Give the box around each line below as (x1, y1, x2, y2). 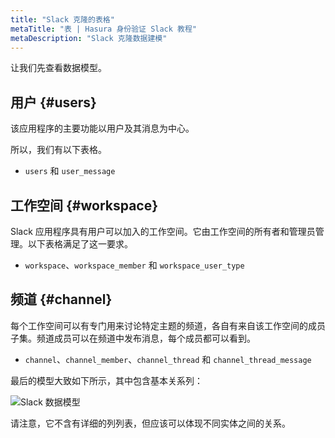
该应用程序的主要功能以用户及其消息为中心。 (10, 122, 195, 135)
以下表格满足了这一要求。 (27, 238, 133, 250)
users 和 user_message (24, 165, 116, 177)
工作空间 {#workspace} (10, 197, 159, 214)
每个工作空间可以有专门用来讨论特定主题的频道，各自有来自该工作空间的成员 (10, 319, 326, 331)
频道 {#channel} (10, 291, 113, 308)
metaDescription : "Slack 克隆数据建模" (10, 33, 168, 43)
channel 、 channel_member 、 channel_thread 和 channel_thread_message (24, 353, 312, 365)
